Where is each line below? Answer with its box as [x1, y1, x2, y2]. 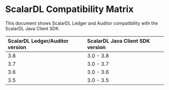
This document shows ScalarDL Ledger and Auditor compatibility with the [5, 20, 158, 26]
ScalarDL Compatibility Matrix [5, 4, 134, 15]
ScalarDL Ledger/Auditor [8, 37, 69, 44]
